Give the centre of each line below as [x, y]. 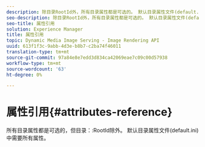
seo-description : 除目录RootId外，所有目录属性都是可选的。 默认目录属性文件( [97, 18]
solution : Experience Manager [45, 29]
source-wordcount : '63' [37, 69]
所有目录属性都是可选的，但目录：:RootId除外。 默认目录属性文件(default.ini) [103, 130]
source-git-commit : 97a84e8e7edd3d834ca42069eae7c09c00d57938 [87, 58]
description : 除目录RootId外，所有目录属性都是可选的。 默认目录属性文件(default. [103, 12]
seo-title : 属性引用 [31, 23]
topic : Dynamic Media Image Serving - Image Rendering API [83, 40]
